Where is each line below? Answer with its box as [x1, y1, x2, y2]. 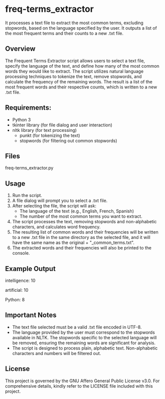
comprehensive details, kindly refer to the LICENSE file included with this [5, 383, 153, 389]
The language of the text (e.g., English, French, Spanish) [19, 208, 134, 214]
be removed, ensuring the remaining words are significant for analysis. [12, 340, 156, 346]
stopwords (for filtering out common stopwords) [19, 137, 117, 144]
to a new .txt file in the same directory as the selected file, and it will [12, 235, 151, 240]
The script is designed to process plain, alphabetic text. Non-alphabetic [12, 345, 158, 351]
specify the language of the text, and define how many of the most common [5, 63, 160, 69]
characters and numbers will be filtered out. [12, 350, 101, 356]
